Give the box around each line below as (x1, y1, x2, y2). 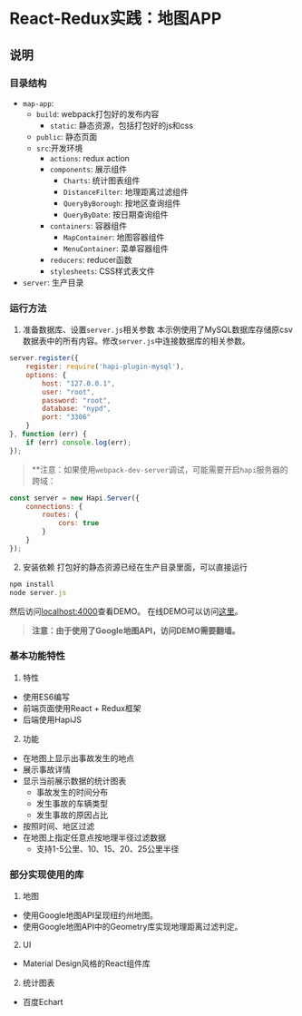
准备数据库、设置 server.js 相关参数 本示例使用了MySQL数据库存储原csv (22, 324, 293, 336)
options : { (25, 370, 67, 379)
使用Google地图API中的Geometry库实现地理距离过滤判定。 (22, 922, 243, 933)
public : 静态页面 (35, 131, 98, 142)
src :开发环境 (35, 142, 83, 153)
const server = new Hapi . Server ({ (9, 493, 141, 503)
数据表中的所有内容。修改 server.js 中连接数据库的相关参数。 (22, 336, 251, 347)
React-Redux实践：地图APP (9, 8, 222, 29)
